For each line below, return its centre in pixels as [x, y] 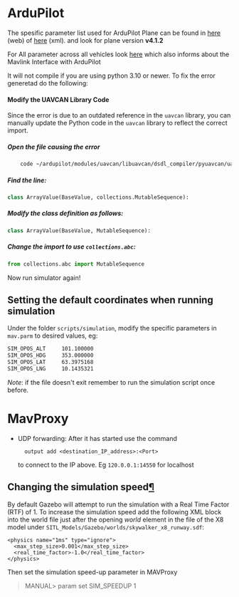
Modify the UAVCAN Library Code [58, 99]
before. [18, 390]
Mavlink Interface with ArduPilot [54, 61]
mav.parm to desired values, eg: [53, 336]
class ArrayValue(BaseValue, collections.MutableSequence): [99, 197]
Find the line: [27, 180]
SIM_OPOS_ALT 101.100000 [51, 349]
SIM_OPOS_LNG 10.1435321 [51, 368]
